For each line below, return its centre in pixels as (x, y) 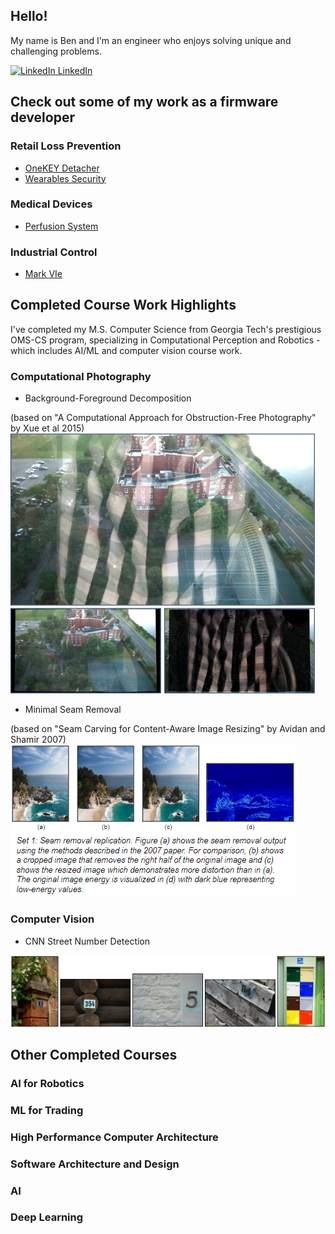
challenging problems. (56, 51)
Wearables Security (65, 178)
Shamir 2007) (38, 740)
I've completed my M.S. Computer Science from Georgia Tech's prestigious (166, 329)
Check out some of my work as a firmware (144, 102)
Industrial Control (54, 252)
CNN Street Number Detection (87, 941)
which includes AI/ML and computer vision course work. (126, 350)
